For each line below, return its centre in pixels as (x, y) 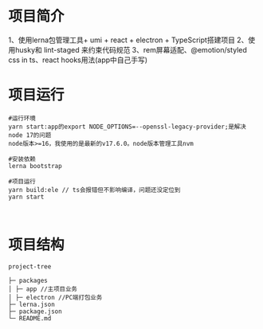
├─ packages (28, 280)
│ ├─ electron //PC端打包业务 (55, 297)
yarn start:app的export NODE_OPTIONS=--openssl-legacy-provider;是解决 (128, 127)
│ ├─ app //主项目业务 (43, 289)
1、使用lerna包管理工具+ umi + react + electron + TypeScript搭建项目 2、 (128, 40)
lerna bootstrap (35, 166)
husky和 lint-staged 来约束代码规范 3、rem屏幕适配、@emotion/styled (131, 49)
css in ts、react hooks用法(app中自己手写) (78, 60)
